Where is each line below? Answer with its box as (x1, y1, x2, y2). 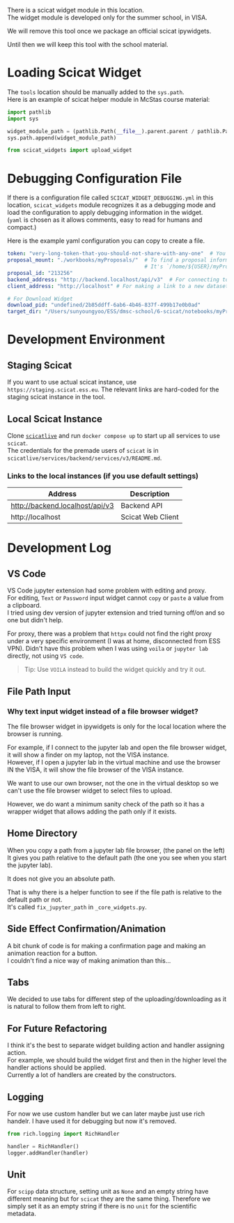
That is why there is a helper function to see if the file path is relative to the (7, 887, 222, 896)
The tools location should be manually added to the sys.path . (7, 87, 185, 96)
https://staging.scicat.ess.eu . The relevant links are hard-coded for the (7, 385, 219, 393)
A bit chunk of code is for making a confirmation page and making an (7, 941, 206, 950)
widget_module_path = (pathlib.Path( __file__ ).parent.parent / (7, 128, 195, 135)
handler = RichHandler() (7, 1143, 79, 1150)
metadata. (7, 1210, 36, 1218)
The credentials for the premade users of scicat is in (7, 446, 159, 454)
